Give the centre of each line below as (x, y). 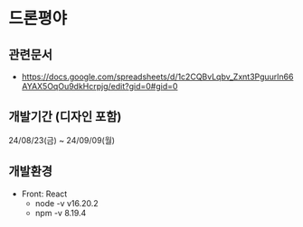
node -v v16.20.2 (66, 203)
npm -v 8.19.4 (61, 213)
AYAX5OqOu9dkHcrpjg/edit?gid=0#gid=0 (99, 86)
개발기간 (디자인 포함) (65, 117)
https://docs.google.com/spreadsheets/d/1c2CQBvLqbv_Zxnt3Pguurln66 (157, 77)
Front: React (44, 194)
